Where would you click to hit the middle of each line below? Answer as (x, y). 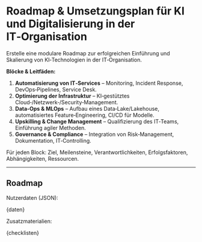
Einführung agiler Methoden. (50, 128)
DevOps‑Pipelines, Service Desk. (56, 89)
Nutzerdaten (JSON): (32, 197)
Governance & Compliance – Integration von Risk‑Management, (94, 134)
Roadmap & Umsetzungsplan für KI (96, 11)
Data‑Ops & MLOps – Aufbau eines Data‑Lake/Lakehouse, (87, 108)
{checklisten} (23, 232)
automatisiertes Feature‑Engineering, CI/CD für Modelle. (84, 115)
